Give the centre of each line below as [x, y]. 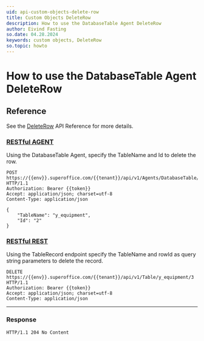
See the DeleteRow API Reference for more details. [70, 126]
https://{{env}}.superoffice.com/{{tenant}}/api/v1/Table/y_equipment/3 [100, 278]
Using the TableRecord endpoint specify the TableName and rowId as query [101, 255]
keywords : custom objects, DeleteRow [54, 40]
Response [21, 320]
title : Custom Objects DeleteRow [49, 18]
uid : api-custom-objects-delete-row [53, 12]
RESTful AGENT [30, 142]
